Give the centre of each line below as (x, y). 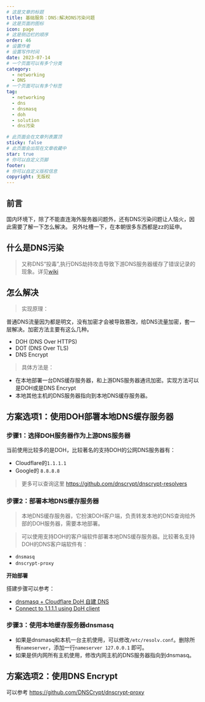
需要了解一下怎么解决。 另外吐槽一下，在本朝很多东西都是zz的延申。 (98, 227)
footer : (16, 165)
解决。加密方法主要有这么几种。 (52, 329)
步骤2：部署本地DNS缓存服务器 (53, 501)
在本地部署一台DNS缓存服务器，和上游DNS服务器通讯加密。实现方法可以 (107, 380)
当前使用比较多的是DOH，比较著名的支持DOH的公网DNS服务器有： (91, 450)
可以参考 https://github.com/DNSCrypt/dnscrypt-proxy (76, 692)
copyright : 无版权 (28, 177)
